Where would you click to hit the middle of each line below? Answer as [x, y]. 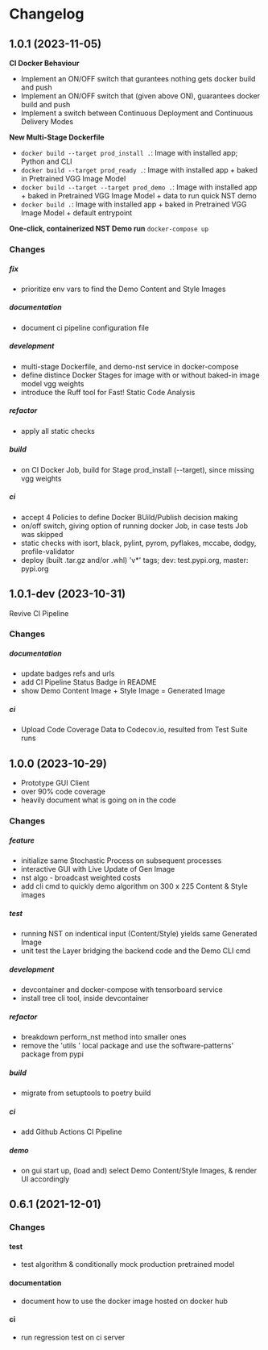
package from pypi [52, 1054]
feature [22, 840]
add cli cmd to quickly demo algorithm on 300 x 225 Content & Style [134, 886]
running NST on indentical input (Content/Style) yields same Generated [139, 934]
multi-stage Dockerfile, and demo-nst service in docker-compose [130, 366]
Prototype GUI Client [55, 783]
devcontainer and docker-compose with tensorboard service [122, 990]
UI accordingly [45, 1179]
